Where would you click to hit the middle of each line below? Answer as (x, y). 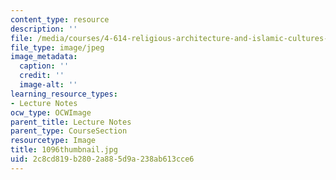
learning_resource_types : (64, 94)
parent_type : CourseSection (69, 131)
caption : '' (44, 66)
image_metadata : (44, 57)
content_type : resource (60, 19)
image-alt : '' (48, 85)
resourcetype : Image (53, 141)
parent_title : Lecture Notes (71, 122)
